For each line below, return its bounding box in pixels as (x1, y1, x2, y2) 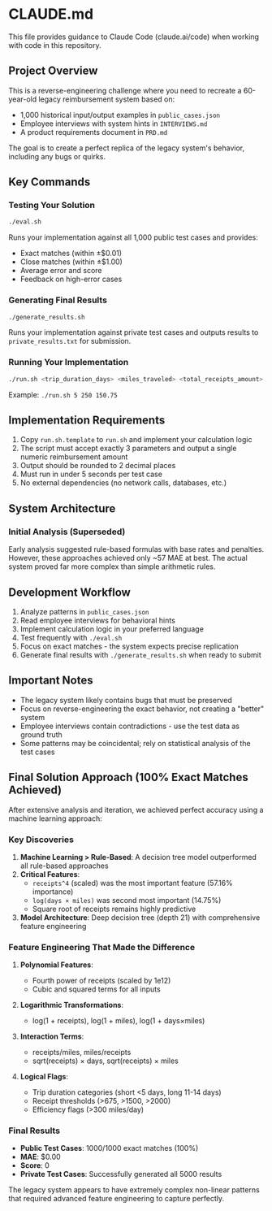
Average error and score (19, 266, 102, 276)
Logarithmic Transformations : (19, 1000, 124, 1010)
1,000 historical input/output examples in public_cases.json (19, 110, 221, 119)
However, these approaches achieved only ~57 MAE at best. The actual (8, 553, 248, 563)
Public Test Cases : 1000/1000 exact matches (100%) (19, 1144, 199, 1153)
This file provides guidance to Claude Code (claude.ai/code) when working (8, 32, 260, 41)
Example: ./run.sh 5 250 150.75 (8, 389, 118, 399)
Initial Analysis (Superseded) (8, 526, 126, 537)
